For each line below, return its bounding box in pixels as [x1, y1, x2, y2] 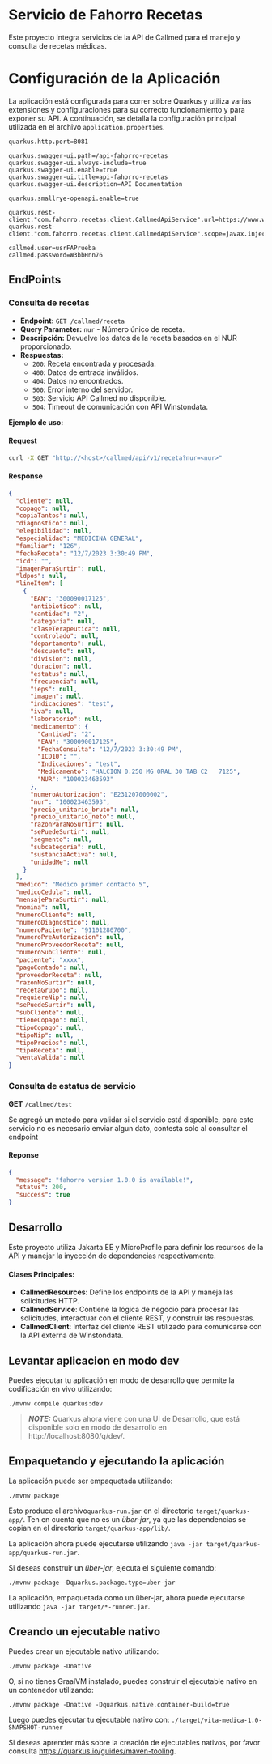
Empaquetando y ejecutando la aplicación [8, 1455, 225, 1469]
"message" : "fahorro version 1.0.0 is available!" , [15, 1175, 194, 1184]
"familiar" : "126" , [15, 542, 82, 550]
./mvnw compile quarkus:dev [8, 1399, 104, 1408]
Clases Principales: [8, 1269, 75, 1279]
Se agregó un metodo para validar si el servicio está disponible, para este [8, 1115, 254, 1124]
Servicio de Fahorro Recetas [8, 6, 203, 24]
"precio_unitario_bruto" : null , [29, 805, 139, 814]
